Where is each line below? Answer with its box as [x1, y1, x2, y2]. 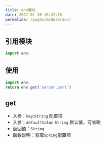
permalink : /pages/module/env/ [5, 17, 72, 22]
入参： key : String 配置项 [12, 113, 63, 119]
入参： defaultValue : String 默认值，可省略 [12, 119, 101, 125]
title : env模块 [5, 7, 36, 13]
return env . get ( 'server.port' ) [5, 84, 72, 90]
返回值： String [12, 126, 45, 132]
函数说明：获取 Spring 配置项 [12, 132, 71, 138]
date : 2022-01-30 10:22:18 [5, 12, 62, 17]
